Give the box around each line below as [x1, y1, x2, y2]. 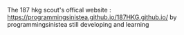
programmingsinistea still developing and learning [7, 21, 149, 28]
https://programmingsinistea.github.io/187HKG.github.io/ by [7, 13, 177, 21]
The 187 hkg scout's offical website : [7, 6, 112, 14]
